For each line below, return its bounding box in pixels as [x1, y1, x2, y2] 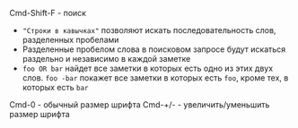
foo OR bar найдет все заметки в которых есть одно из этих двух [22, 63, 274, 73]
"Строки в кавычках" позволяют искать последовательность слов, [22, 25, 276, 35]
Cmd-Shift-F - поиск [9, 8, 87, 18]
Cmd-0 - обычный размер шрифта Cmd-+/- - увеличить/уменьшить [9, 99, 270, 110]
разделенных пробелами [22, 35, 119, 45]
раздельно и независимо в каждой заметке [22, 54, 191, 64]
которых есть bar [22, 82, 89, 92]
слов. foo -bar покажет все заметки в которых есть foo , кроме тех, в [22, 73, 289, 83]
